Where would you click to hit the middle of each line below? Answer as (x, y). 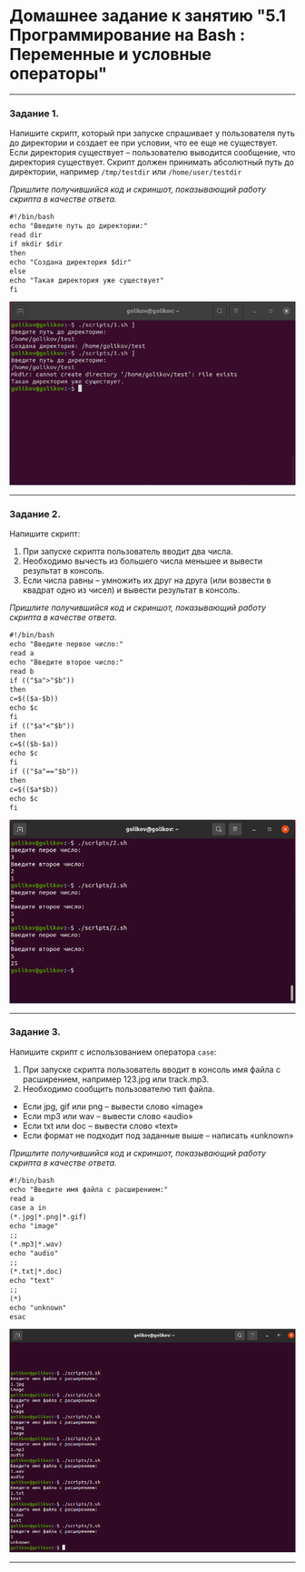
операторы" (58, 74)
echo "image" (34, 1226)
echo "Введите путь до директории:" (79, 226)
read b (22, 672)
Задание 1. (34, 113)
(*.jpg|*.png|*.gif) (49, 1217)
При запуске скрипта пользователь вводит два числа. (128, 552)
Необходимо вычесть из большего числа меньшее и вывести (143, 561)
